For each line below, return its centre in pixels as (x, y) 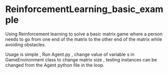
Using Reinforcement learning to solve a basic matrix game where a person (84, 34)
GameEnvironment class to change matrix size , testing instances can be (81, 59)
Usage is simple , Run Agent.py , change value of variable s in (70, 54)
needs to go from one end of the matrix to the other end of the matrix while (84, 39)
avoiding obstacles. (26, 44)
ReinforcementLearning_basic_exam (84, 9)
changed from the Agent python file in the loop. (55, 65)
